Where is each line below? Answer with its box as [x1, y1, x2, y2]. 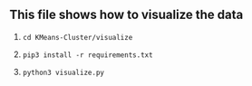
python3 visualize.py [22, 68, 104, 77]
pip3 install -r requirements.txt [22, 50, 153, 60]
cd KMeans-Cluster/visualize [22, 33, 133, 42]
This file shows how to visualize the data [9, 7, 244, 23]
